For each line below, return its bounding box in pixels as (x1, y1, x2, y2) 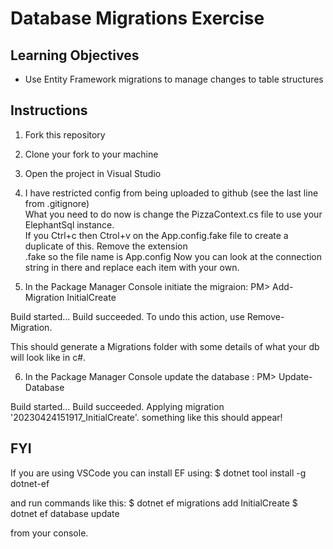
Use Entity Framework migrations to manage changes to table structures (24, 73, 324, 85)
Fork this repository (24, 128, 106, 141)
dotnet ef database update (10, 507, 120, 519)
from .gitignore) (24, 197, 90, 209)
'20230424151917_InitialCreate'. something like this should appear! (10, 411, 283, 423)
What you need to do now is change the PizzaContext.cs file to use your (24, 208, 323, 220)
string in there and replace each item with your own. (24, 261, 240, 273)
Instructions (10, 102, 88, 119)
